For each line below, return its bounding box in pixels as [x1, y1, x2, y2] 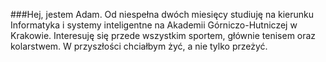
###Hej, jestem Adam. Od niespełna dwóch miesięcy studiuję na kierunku [10, 9, 314, 20]
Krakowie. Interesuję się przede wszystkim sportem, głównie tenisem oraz [10, 30, 317, 41]
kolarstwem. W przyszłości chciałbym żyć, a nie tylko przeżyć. [10, 40, 268, 52]
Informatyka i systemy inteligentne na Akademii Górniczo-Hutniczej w [10, 19, 298, 31]
